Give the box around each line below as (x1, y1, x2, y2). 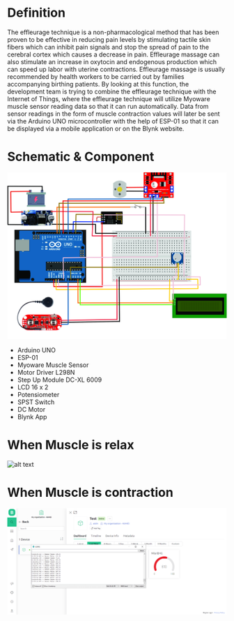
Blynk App (17, 412, 47, 421)
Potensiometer (17, 390, 60, 398)
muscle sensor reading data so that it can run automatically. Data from (7, 102, 209, 110)
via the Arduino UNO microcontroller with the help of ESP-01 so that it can (7, 117, 219, 125)
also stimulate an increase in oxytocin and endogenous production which (7, 57, 217, 66)
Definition (7, 5, 66, 21)
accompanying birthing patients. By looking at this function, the (7, 80, 189, 88)
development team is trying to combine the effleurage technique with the (7, 87, 217, 96)
